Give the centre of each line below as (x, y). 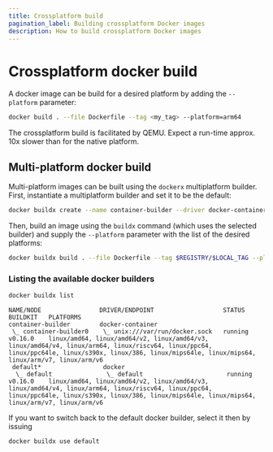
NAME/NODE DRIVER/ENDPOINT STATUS (127, 310)
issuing (20, 426)
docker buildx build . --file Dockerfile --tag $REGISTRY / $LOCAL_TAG (129, 258)
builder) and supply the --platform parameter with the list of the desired (129, 234)
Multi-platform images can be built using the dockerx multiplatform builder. (133, 187)
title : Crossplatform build (56, 16)
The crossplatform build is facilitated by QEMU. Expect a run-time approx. (132, 133)
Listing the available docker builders (82, 279)
